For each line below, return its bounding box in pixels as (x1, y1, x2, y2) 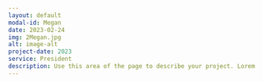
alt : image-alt (8, 41, 58, 48)
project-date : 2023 (8, 48, 72, 55)
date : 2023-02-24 (8, 26, 65, 34)
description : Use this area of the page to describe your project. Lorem (8, 62, 256, 70)
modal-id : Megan (8, 19, 61, 27)
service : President (8, 55, 72, 63)
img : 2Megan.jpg (8, 33, 61, 41)
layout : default (8, 11, 61, 20)
